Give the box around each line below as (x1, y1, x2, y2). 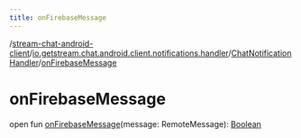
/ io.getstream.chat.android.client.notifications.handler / (29, 47, 232, 59)
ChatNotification (231, 47, 292, 59)
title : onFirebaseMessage (9, 13, 106, 23)
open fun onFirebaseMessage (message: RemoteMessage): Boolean (9, 118, 261, 129)
